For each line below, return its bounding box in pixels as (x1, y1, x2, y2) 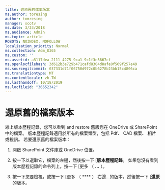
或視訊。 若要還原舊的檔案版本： (5, 137, 71, 142)
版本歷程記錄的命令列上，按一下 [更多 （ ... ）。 (12, 164, 107, 169)
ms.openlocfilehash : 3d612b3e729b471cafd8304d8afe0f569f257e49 (5, 62, 137, 67)
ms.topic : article (5, 35, 43, 40)
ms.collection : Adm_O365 (5, 48, 56, 53)
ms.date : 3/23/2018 (5, 25, 45, 30)
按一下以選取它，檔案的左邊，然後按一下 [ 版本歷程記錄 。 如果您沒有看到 (12, 157, 159, 163)
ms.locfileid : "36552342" (5, 84, 58, 90)
